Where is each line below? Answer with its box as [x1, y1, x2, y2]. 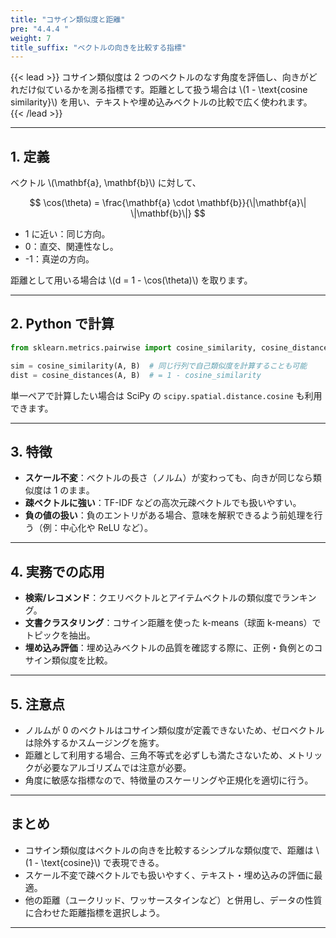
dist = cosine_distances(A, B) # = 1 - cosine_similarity [10, 370, 262, 380]
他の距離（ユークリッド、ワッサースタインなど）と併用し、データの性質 [24, 894, 323, 906]
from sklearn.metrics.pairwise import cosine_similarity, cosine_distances [10, 342, 333, 353]
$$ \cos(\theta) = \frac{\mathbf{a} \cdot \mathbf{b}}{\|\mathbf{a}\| [29, 197, 307, 209]
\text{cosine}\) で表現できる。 [40, 856, 165, 868]
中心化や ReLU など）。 [59, 522, 153, 534]
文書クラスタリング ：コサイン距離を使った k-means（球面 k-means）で [24, 617, 322, 629]
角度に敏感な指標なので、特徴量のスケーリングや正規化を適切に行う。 [24, 774, 314, 786]
